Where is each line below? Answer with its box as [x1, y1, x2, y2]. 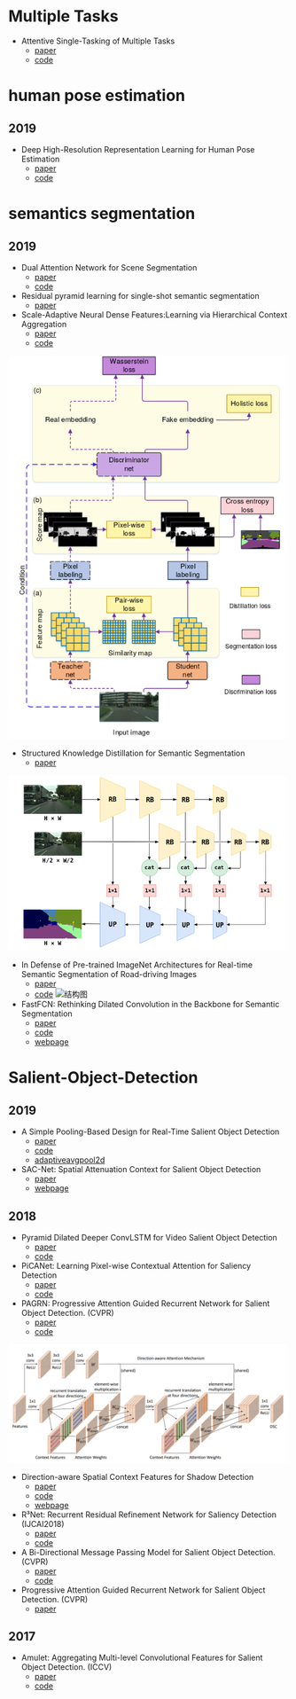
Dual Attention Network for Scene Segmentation [20, 262, 198, 272]
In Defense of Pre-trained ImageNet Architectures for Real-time [20, 959, 253, 970]
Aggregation [20, 318, 67, 329]
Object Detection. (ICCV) [20, 1662, 113, 1672]
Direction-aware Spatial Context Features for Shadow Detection [20, 1471, 254, 1482]
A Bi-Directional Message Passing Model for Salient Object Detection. [20, 1546, 276, 1557]
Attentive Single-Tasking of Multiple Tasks [20, 35, 175, 46]
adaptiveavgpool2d [34, 1155, 105, 1165]
